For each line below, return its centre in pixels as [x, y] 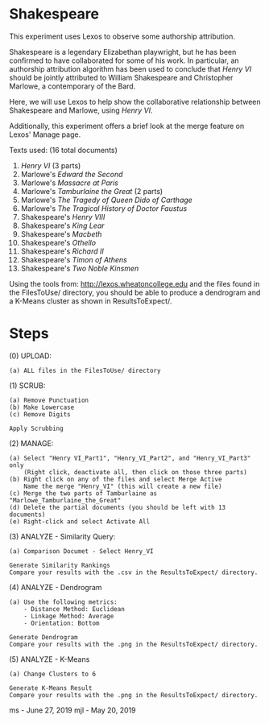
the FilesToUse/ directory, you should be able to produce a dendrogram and [135, 292]
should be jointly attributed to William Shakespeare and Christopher [121, 77]
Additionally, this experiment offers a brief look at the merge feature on [127, 126]
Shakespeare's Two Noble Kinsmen [80, 268]
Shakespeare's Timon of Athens [74, 259]
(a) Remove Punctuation [49, 400]
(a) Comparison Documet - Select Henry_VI [81, 551]
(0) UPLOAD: [30, 356]
